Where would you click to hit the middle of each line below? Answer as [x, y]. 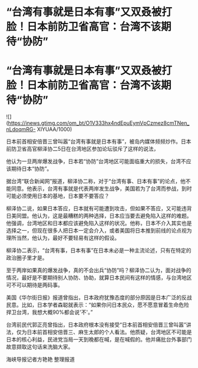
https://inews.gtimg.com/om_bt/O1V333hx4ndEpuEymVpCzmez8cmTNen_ [99, 123]
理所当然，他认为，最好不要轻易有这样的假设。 [63, 238]
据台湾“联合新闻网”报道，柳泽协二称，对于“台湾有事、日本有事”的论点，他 [96, 181]
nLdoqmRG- [21, 130]
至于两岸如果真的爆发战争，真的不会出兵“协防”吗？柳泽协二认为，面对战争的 [99, 270]
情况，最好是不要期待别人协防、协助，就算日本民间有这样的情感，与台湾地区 [99, 278]
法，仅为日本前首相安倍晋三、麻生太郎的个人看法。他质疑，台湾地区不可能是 [99, 332]
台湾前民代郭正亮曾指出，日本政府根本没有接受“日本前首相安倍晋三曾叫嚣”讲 [99, 325]
